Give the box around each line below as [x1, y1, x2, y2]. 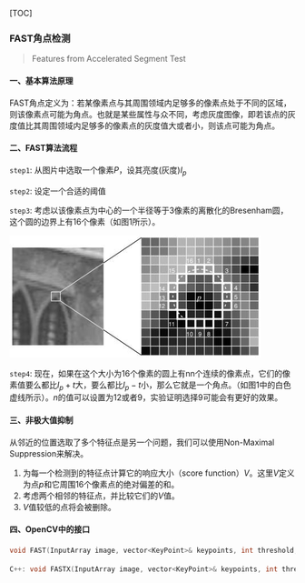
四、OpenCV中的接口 [9, 524, 91, 535]
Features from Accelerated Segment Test [31, 54, 186, 65]
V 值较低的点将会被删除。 [22, 501, 116, 512]
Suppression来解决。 [9, 447, 89, 458]
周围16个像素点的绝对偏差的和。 [59, 478, 180, 489]
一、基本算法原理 [9, 75, 74, 85]
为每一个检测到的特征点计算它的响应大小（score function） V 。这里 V [22, 467, 280, 478]
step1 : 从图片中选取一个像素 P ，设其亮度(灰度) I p [9, 164, 187, 177]
